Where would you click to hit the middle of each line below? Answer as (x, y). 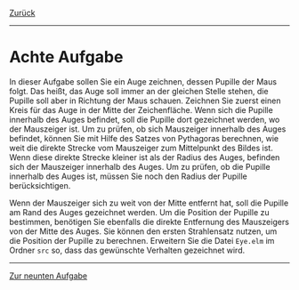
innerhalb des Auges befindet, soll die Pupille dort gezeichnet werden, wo (145, 119)
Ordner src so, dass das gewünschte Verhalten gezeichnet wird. (127, 250)
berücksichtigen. (40, 185)
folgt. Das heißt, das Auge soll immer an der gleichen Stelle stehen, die (139, 91)
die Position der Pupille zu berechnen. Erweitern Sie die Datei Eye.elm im (142, 240)
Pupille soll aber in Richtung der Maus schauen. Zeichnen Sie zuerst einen (145, 101)
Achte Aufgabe (66, 57)
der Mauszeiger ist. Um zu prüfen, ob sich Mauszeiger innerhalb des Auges (148, 129)
